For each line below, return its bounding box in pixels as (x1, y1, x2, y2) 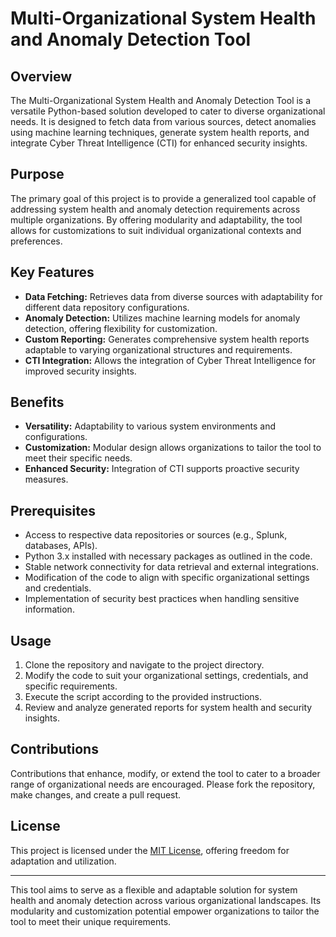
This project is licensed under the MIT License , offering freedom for (10, 844, 290, 856)
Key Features (10, 264, 95, 281)
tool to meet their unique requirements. (10, 915, 172, 927)
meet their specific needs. (24, 452, 133, 464)
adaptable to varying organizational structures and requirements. (24, 343, 293, 356)
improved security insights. (24, 365, 137, 377)
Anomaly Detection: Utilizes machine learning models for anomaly (24, 312, 301, 324)
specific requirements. (24, 680, 118, 692)
